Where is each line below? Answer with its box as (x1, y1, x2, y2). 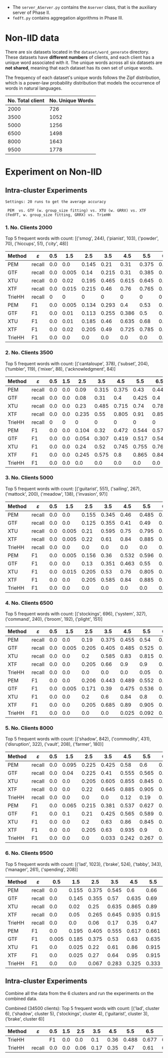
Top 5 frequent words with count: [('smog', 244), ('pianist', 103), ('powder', (5, 235, 159, 242)
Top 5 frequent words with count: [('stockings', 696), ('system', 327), (5, 611, 147, 617)
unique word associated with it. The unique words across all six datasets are (5, 60, 162, 66)
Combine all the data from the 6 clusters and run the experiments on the (5, 990, 154, 996)
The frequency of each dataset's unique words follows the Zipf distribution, (5, 75, 161, 81)
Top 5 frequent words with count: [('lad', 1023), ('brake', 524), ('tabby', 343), (5, 861, 162, 867)
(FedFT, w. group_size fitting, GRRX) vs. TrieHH (5, 212, 111, 217)
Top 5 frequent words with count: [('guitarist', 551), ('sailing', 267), (5, 485, 141, 492)
